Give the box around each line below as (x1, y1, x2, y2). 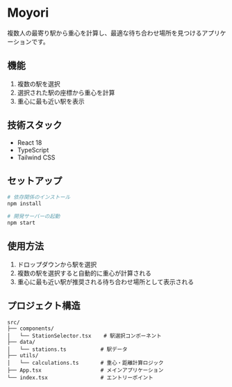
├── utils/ (7, 352, 39, 359)
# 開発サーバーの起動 (7, 213, 60, 220)
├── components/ (7, 325, 54, 332)
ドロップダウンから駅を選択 (17, 260, 97, 269)
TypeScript (17, 145, 49, 154)
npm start (7, 219, 36, 226)
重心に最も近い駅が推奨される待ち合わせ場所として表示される (17, 277, 194, 286)
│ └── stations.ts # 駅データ (7, 346, 128, 353)
